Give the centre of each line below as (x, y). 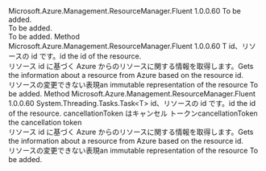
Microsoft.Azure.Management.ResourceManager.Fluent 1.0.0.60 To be (125, 11)
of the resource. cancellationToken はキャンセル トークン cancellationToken (133, 113)
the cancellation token (45, 122)
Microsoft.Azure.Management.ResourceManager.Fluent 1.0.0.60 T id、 (125, 46)
